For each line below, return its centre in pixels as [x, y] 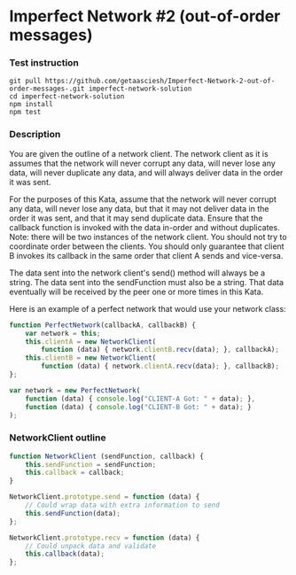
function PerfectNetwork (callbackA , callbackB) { [103, 325]
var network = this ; [63, 333]
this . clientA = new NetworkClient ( [91, 342]
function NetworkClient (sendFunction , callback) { [106, 456]
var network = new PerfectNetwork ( [75, 390]
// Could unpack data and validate [91, 546]
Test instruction [44, 63]
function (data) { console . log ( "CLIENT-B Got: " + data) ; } [138, 407]
